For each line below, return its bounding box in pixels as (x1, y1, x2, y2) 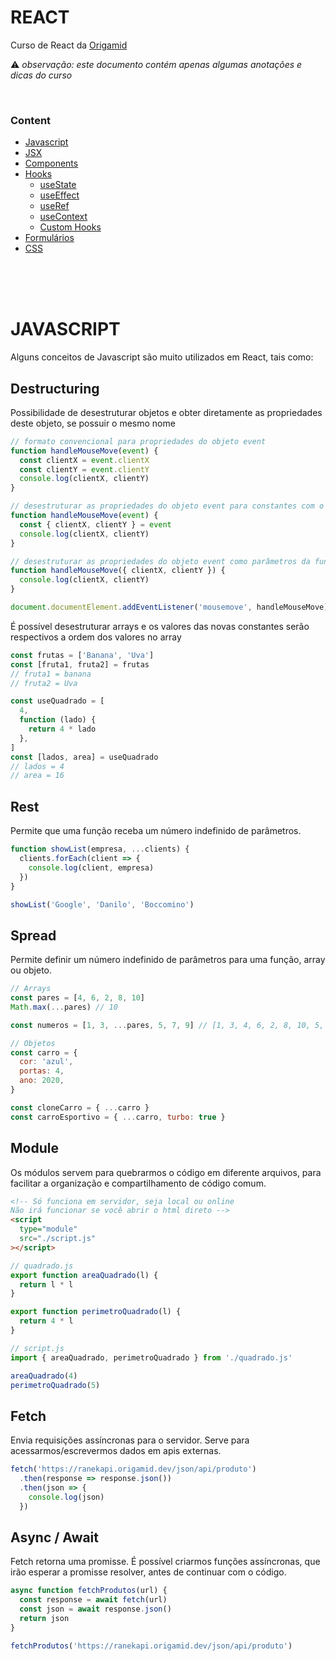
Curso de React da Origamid (10, 39, 128, 51)
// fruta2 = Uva (10, 678, 78, 688)
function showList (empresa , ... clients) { (10, 844, 190, 855)
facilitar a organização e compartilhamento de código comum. (10, 1177, 267, 1189)
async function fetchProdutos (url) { (10, 1586, 168, 1596)
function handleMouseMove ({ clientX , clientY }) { (10, 566, 226, 576)
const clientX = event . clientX (19, 455, 150, 465)
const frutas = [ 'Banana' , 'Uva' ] (10, 650, 155, 660)
